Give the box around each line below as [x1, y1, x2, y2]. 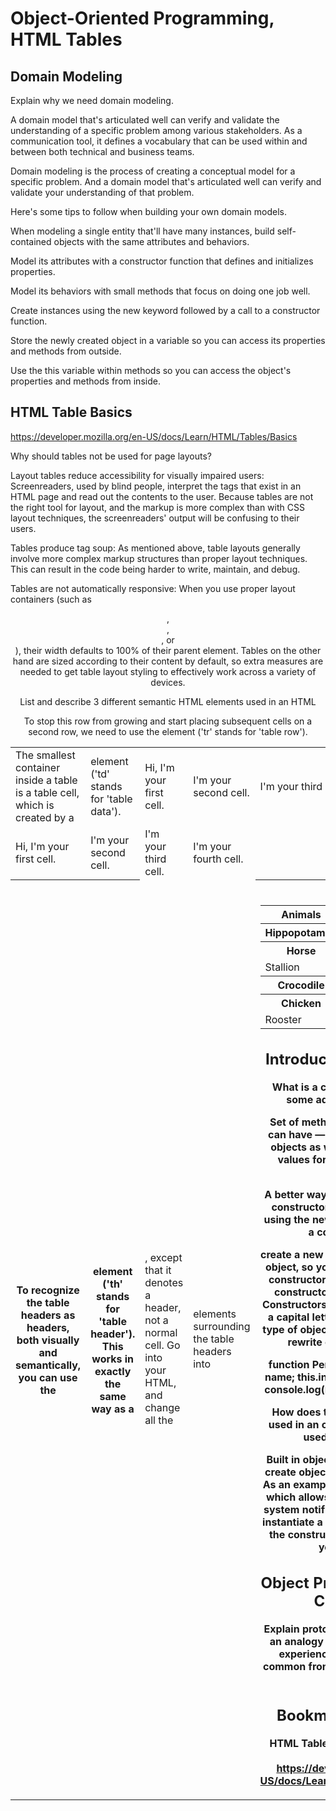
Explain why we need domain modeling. [10, 95, 174, 106]
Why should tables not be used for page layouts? [10, 450, 213, 462]
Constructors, [261, 1297, 330, 1311]
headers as [20, 1308, 76, 1322]
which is [15, 798, 55, 812]
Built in [266, 1452, 301, 1466]
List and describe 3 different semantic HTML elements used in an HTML [19, 695, 317, 707]
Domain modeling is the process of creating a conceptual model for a [10, 165, 296, 177]
